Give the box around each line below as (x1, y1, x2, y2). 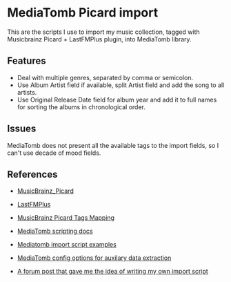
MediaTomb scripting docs (17, 227, 93, 236)
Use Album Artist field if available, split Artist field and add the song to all (17, 81, 225, 89)
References (7, 168, 58, 180)
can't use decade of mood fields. (7, 149, 101, 157)
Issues (7, 123, 37, 135)
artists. (17, 88, 37, 96)
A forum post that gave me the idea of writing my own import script (17, 267, 208, 276)
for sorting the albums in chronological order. (17, 102, 146, 111)
